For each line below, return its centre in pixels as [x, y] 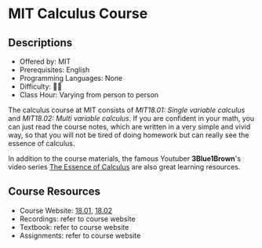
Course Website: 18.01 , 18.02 [65, 210]
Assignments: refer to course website [80, 235]
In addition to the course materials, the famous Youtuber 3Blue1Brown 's [125, 159]
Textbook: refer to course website [74, 227]
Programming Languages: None [71, 78]
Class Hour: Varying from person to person [89, 95]
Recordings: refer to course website [77, 219]
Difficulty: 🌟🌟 [41, 86]
